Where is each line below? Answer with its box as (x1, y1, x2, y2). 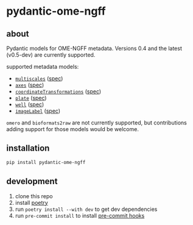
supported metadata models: (6, 63, 79, 70)
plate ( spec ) (15, 95, 47, 101)
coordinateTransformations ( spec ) (15, 88, 102, 95)
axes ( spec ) (15, 81, 44, 88)
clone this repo (15, 192, 53, 199)
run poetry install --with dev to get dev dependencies (15, 205, 158, 213)
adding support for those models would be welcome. (6, 126, 139, 132)
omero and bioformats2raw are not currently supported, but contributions (6, 119, 187, 126)
